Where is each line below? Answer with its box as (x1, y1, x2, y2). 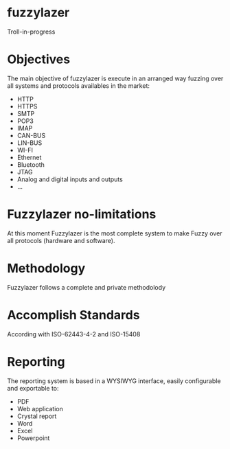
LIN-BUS (16, 139, 43, 147)
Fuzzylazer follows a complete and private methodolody (7, 283, 166, 291)
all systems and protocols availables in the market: (7, 81, 150, 90)
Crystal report (16, 412, 57, 420)
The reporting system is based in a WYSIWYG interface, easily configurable (7, 376, 221, 385)
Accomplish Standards (7, 307, 140, 323)
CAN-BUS (16, 131, 46, 139)
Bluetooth (16, 160, 45, 169)
